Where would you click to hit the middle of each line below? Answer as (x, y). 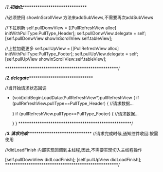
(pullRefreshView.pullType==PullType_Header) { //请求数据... (73, 103)
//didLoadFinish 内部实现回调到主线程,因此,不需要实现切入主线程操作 (74, 150)
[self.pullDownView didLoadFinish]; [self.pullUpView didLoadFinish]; (73, 160)
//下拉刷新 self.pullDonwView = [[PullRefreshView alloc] (61, 28)
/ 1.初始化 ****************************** (46, 7)
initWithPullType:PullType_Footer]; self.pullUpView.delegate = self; (72, 54)
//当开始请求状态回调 (26, 88)
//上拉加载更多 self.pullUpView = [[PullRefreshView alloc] (62, 48)
